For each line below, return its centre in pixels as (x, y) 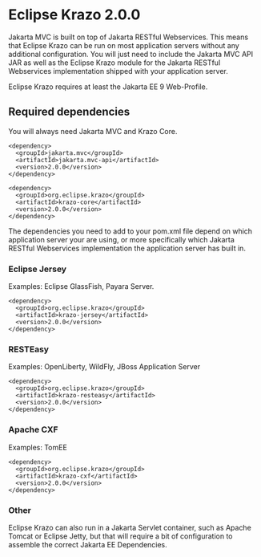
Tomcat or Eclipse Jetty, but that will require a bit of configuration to (120, 536)
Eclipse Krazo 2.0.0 (74, 15)
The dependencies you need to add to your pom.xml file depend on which (130, 231)
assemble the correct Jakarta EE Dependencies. (88, 544)
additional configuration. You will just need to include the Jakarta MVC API (131, 54)
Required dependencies (69, 112)
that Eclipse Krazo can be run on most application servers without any (124, 45)
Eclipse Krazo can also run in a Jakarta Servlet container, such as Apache (130, 527)
